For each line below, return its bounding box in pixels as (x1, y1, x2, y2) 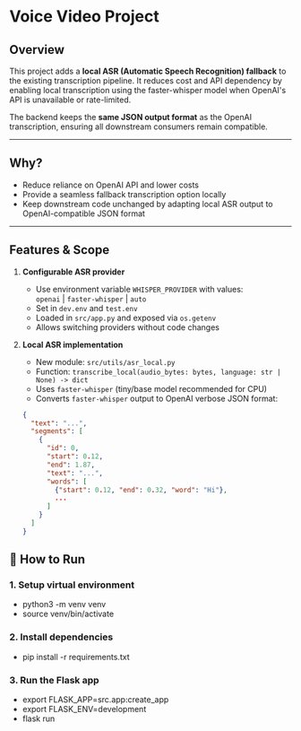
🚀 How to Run (9, 552, 86, 567)
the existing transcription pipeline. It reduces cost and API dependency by (9, 75, 282, 86)
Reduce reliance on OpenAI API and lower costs (21, 179, 200, 190)
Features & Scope (9, 242, 110, 257)
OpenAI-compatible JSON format (21, 208, 146, 219)
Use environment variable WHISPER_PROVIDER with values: (35, 283, 244, 294)
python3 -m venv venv (21, 599, 107, 610)
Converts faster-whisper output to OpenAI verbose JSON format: (35, 393, 279, 404)
